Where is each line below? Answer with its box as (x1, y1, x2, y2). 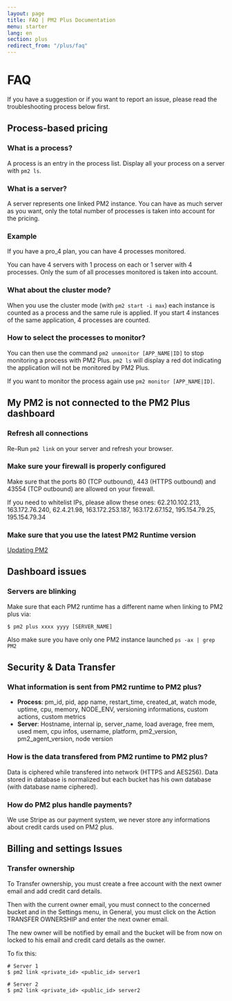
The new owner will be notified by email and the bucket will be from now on (7, 928, 222, 937)
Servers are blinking (7, 587, 77, 596)
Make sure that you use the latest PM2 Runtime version (7, 530, 197, 540)
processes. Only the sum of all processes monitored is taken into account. (7, 268, 218, 276)
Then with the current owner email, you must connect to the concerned (7, 900, 211, 908)
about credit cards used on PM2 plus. (7, 823, 114, 831)
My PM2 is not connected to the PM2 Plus (7, 397, 191, 409)
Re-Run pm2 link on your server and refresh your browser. (7, 444, 174, 452)
